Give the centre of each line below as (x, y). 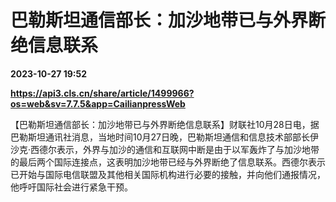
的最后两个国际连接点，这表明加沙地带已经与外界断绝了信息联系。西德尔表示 (168, 162)
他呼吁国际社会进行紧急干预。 (71, 187)
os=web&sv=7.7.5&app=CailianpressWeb (98, 103)
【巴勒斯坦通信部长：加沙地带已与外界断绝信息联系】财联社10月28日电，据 (165, 124)
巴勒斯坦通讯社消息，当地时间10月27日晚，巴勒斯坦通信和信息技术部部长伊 (164, 137)
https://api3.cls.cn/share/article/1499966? (102, 93)
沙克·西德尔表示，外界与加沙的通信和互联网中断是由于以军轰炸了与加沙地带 (165, 149)
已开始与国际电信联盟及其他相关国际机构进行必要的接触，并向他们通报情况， (168, 174)
